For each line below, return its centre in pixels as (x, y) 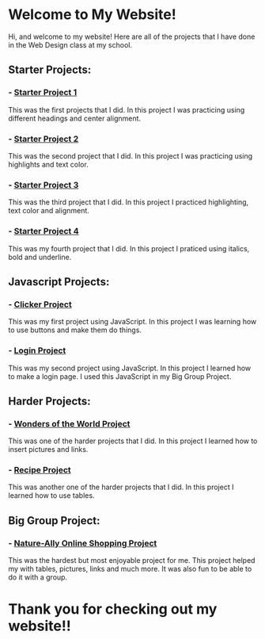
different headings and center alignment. (74, 118)
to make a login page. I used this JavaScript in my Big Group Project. (120, 376)
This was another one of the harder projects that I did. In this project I (121, 487)
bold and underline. (40, 257)
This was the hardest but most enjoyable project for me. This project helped (132, 561)
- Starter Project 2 (44, 139)
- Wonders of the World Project (69, 423)
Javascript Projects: (59, 282)
